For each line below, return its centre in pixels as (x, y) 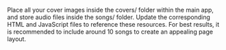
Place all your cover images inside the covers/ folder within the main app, (111, 10)
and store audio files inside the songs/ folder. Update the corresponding (109, 17)
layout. (16, 39)
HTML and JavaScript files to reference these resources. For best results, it (113, 24)
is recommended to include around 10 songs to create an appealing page (110, 32)
